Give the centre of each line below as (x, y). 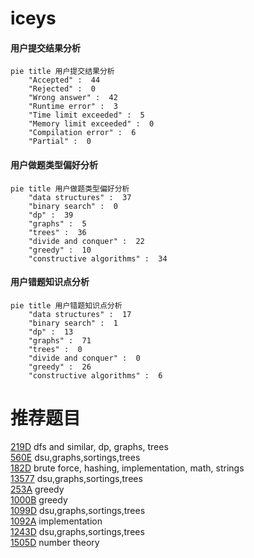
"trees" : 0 (55, 349)
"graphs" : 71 (60, 340)
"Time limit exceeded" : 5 (86, 115)
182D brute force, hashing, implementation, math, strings (127, 468)
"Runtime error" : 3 (73, 107)
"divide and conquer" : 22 (86, 241)
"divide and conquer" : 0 (84, 358)
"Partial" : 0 (60, 142)
